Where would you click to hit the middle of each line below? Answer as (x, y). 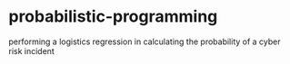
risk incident (32, 50)
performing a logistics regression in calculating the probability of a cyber (145, 41)
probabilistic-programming (113, 17)
